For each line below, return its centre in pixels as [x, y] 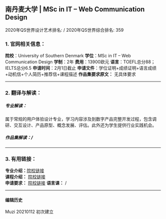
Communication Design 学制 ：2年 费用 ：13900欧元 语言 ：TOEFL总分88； [80, 62]
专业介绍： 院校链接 [25, 171]
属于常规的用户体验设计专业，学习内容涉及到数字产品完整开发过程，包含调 [81, 119]
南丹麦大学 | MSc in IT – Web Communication [75, 9]
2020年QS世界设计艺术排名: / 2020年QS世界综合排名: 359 [64, 30]
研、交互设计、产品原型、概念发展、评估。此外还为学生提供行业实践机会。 [81, 125]
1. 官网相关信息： [25, 44]
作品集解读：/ [19, 137]
